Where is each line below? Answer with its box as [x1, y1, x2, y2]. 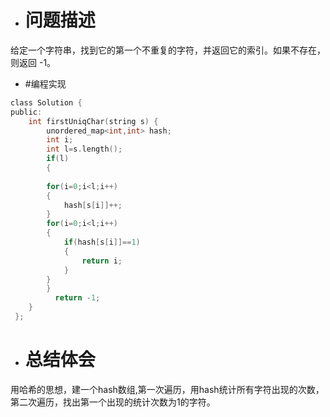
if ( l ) [46, 154, 70, 164]
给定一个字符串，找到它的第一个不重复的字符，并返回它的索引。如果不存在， [10, 44, 326, 56]
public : [10, 107, 43, 117]
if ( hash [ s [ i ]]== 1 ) [63, 237, 141, 248]
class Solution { [10, 97, 83, 108]
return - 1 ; [54, 293, 101, 303]
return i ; [81, 256, 123, 266]
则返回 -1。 [10, 56, 57, 68]
